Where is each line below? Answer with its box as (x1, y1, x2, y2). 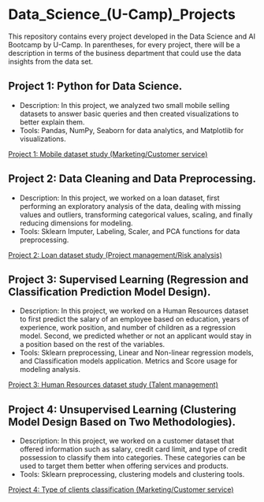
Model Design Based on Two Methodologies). (8, 415, 236, 429)
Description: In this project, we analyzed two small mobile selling (19, 100, 230, 110)
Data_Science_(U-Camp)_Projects (8, 6, 236, 24)
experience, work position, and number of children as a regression (19, 323, 236, 333)
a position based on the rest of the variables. (19, 340, 165, 349)
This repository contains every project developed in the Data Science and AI (8, 32, 256, 41)
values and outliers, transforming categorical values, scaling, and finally (19, 210, 254, 219)
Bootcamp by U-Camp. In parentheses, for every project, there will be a (8, 39, 240, 49)
